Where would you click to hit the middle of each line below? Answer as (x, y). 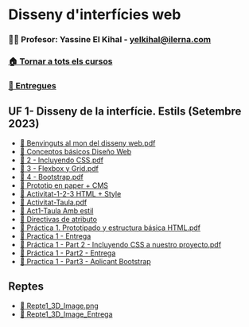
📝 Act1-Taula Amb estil (56, 210)
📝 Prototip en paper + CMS (64, 185)
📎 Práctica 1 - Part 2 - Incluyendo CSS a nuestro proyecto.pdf (120, 244)
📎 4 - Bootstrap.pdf (51, 177)
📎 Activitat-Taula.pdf (53, 202)
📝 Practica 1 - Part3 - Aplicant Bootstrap (85, 261)
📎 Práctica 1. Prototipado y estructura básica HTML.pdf (110, 228)
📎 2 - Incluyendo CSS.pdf (61, 160)
